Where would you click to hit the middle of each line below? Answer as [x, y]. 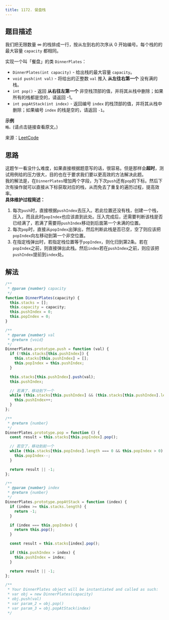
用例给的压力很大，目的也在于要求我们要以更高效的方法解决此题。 [78, 175]
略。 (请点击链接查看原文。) [32, 127]
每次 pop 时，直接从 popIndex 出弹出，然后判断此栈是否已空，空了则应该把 [87, 229]
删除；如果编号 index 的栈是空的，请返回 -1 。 [60, 110]
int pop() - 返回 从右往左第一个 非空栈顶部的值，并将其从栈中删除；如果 [88, 91]
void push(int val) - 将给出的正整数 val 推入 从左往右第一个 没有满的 [85, 79]
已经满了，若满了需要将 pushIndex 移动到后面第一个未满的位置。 [78, 223]
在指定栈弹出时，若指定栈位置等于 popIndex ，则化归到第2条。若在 [80, 242]
